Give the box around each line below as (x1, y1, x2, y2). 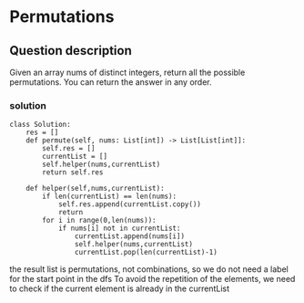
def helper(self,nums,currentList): (25, 184, 166, 193)
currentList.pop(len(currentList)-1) (74, 248, 218, 257)
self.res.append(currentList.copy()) (57, 200, 202, 209)
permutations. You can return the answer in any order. (9, 77, 212, 88)
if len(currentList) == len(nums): (42, 192, 177, 202)
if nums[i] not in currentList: (57, 224, 181, 234)
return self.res (42, 168, 104, 177)
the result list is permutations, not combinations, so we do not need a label (9, 264, 289, 275)
